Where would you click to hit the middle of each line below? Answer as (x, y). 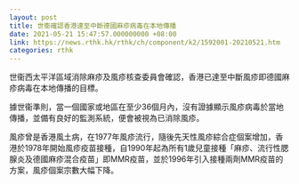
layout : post (33, 17)
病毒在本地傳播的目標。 (60, 88)
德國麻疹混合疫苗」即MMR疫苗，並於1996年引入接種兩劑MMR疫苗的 (158, 159)
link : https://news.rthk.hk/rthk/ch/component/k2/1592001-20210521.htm (145, 42)
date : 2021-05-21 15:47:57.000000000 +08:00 (93, 34)
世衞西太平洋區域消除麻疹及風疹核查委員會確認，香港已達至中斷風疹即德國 (145, 77)
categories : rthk (41, 51)
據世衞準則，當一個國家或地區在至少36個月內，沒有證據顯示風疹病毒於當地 (147, 107)
